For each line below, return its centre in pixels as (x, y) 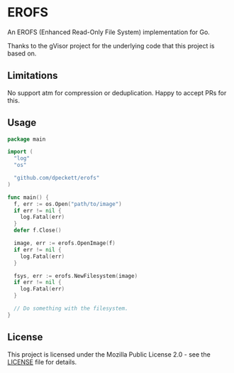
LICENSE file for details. (42, 362)
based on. (22, 53)
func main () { (28, 197)
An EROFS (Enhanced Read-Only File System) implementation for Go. (109, 32)
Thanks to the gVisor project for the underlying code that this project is (111, 45)
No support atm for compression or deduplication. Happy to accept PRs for (117, 92)
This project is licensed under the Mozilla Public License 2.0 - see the (109, 354)
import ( (20, 152)
